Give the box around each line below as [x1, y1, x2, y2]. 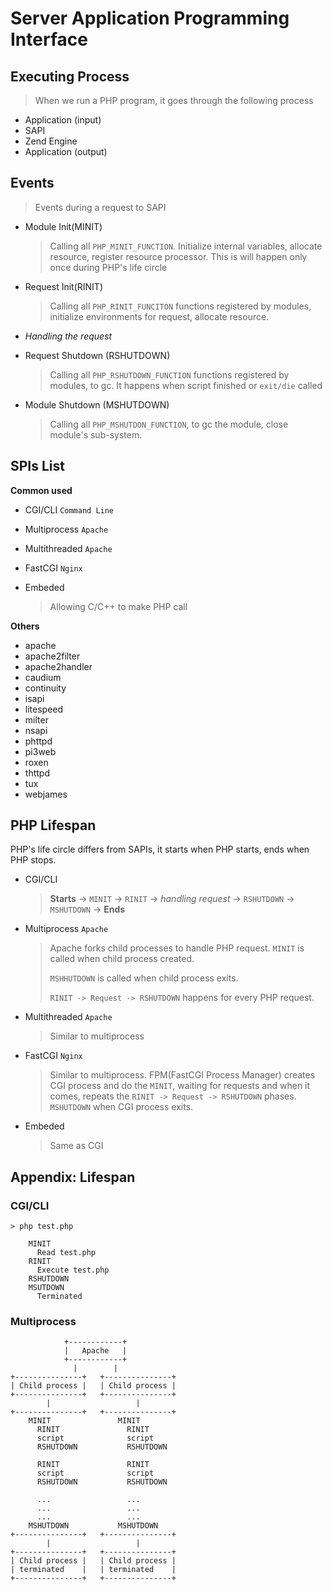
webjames [24, 788, 68, 800]
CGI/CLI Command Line [24, 503, 115, 516]
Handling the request [24, 330, 113, 342]
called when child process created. [49, 953, 195, 965]
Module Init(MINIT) [24, 220, 103, 232]
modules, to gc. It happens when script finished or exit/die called [49, 379, 323, 391]
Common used [10, 484, 73, 496]
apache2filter [24, 650, 81, 662]
